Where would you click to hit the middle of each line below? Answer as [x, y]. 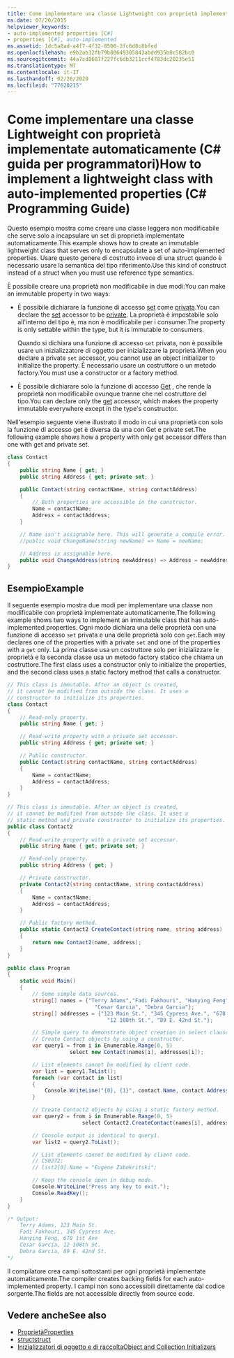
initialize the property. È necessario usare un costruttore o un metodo [117, 366]
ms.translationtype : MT [42, 66]
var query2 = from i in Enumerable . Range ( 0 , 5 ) [102, 1116]
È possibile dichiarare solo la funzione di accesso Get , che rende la [114, 387]
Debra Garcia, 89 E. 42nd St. [64, 1251]
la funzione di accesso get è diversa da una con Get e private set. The [107, 430]
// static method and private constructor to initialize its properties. [117, 820]
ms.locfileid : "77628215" [45, 85]
